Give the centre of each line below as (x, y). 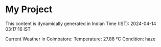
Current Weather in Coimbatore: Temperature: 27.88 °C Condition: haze (80, 39)
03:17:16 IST (18, 29)
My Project (29, 9)
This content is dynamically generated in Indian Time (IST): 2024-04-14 (81, 24)
